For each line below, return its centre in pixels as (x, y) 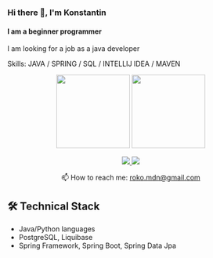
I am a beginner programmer (55, 31)
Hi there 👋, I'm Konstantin (57, 13)
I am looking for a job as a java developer (74, 49)
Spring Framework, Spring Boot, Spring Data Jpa (97, 245)
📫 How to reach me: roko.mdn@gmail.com (131, 178)
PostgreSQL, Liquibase (56, 237)
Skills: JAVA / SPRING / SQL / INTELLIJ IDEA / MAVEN (94, 64)
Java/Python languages (57, 229)
